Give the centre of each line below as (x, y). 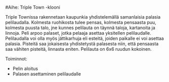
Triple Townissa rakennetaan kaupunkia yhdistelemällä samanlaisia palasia (83, 17)
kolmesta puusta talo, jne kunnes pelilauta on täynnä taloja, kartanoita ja (80, 28)
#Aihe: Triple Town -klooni (33, 7)
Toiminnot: (16, 59)
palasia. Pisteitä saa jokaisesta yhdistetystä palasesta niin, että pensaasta (82, 44)
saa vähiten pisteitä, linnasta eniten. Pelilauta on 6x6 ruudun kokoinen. (78, 49)
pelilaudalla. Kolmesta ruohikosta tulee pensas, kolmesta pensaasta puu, (81, 22)
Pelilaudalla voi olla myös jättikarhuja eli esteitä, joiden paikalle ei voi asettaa (85, 38)
